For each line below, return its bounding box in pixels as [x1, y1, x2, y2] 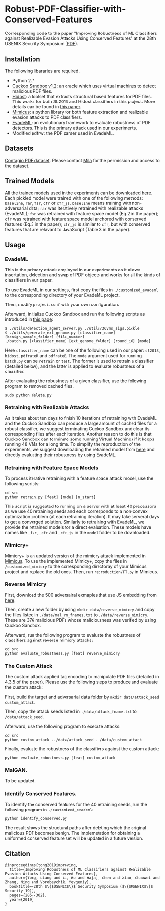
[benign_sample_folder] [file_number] [5, 335, 85, 339]
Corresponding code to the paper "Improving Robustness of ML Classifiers [5, 30, 157, 36]
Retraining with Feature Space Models [5, 464, 99, 471]
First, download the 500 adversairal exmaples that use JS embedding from [5, 592, 157, 598]
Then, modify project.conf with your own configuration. [5, 302, 120, 307]
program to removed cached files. [5, 383, 74, 389]
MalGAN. [5, 767, 28, 774]
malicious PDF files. [12, 88, 53, 94]
